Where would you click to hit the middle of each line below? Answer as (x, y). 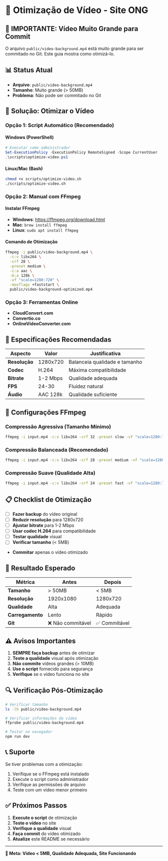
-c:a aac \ (21, 271)
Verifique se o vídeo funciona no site (51, 674)
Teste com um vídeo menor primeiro (50, 789)
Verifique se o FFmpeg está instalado (51, 774)
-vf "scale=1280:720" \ (34, 280)
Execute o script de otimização (45, 817)
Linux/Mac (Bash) (24, 168)
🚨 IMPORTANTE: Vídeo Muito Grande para (72, 29)
